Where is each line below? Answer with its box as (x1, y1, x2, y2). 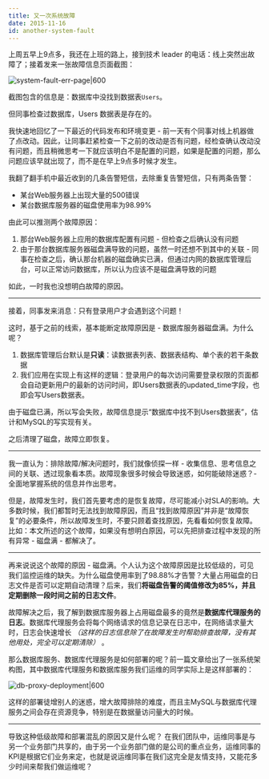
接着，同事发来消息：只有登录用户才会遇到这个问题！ (8, 306, 184, 316)
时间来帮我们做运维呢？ (14, 762, 93, 772)
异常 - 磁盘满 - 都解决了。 (14, 536, 100, 546)
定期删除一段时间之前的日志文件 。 (8, 591, 121, 600)
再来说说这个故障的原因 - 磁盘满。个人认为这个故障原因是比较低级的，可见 (8, 560, 255, 570)
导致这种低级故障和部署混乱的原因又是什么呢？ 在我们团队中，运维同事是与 (8, 732, 256, 741)
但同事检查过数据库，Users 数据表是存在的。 (8, 109, 156, 119)
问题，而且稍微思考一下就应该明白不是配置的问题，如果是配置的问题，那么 (14, 146, 261, 156)
